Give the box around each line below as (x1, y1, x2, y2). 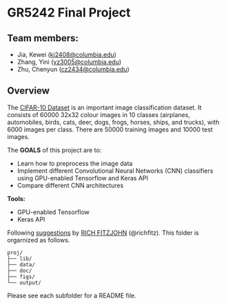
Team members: (7, 32, 79, 44)
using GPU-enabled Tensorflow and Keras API (17, 173, 149, 182)
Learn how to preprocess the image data (17, 159, 133, 167)
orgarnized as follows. (7, 235, 70, 244)
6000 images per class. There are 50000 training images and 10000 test (7, 125, 214, 134)
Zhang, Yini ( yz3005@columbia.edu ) (17, 58, 122, 66)
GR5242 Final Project (7, 5, 131, 21)
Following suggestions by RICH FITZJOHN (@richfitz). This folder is (7, 229, 199, 237)
